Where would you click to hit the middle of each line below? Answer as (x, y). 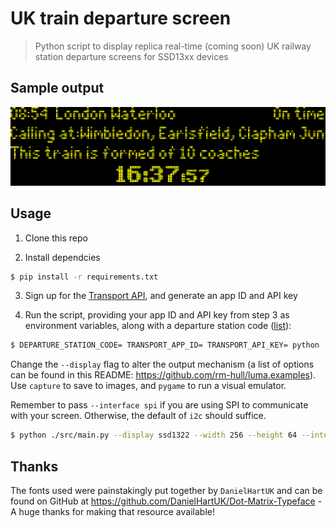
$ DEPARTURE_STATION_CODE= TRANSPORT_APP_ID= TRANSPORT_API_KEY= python (165, 345)
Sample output (57, 88)
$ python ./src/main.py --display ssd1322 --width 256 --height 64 (154, 435)
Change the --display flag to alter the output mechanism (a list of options (162, 364)
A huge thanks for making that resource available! (112, 511)
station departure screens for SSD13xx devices (131, 56)
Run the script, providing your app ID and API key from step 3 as (157, 315)
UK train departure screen (121, 18)
